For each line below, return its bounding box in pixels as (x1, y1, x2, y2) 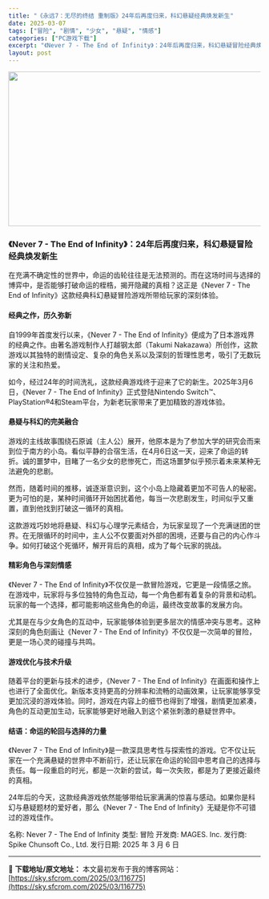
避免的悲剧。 (14, 466, 58, 476)
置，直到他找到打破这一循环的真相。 (8, 503, 128, 513)
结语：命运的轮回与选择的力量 (8, 726, 106, 735)
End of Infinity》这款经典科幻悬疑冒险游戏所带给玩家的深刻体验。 (8, 291, 223, 300)
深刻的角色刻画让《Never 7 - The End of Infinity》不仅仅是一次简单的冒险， (8, 627, 256, 637)
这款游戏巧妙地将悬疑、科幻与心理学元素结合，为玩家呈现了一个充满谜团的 (8, 520, 254, 530)
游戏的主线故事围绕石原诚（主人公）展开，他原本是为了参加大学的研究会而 (8, 436, 254, 445)
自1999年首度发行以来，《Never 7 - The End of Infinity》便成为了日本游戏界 (8, 330, 255, 340)
